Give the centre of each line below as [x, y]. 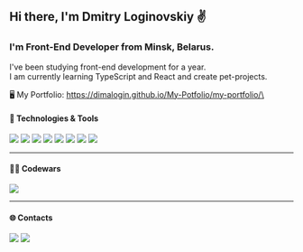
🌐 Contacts [31, 218]
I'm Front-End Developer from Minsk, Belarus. [112, 47]
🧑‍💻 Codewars [35, 169]
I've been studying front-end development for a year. [108, 67]
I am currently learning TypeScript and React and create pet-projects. [138, 76]
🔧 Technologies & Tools [54, 118]
